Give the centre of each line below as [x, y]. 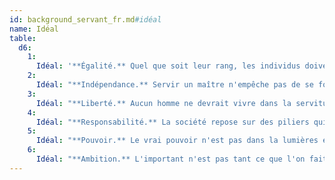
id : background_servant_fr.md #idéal [85, 19]
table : [23, 38]
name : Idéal [34, 29]
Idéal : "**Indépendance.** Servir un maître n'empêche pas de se [174, 85]
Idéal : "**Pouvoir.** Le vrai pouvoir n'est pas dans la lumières [177, 141]
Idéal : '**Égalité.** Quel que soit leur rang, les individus [168, 66]
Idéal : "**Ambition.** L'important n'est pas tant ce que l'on [170, 159]
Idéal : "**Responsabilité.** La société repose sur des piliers [172, 122]
